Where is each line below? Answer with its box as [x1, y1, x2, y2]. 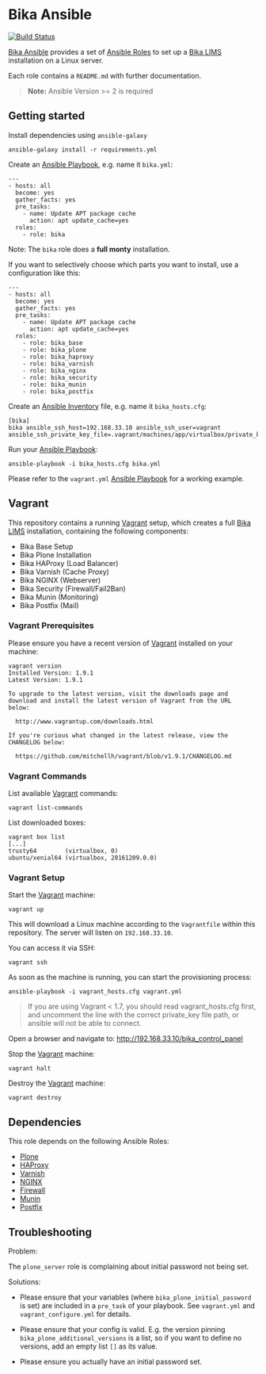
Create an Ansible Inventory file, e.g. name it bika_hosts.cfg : [8, 401, 207, 411]
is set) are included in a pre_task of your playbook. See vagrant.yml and [19, 1301, 256, 1311]
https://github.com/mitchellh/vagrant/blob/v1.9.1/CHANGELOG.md [15, 752, 232, 760]
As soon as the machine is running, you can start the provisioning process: [8, 973, 252, 982]
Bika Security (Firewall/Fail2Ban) [19, 584, 127, 593]
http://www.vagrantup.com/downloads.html [15, 718, 154, 725]
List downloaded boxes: [8, 818, 86, 828]
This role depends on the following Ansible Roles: [8, 1136, 169, 1146]
